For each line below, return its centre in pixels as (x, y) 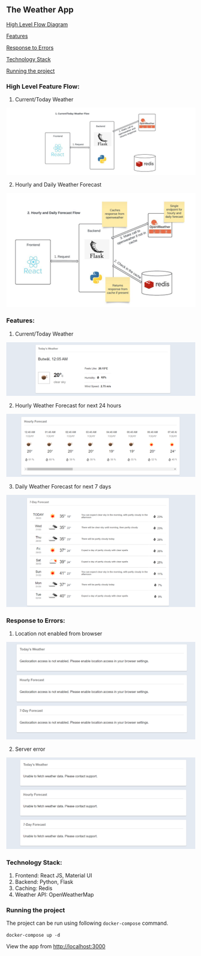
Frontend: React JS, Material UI (53, 876)
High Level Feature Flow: (43, 86)
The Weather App (40, 10)
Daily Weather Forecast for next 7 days (63, 487)
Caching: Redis (34, 888)
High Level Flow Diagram (37, 24)
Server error (30, 749)
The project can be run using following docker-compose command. (87, 923)
